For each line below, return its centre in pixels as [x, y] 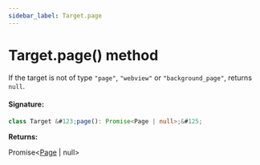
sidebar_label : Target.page [55, 16]
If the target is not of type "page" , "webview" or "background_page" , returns [130, 78]
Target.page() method [83, 55]
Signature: [26, 104]
